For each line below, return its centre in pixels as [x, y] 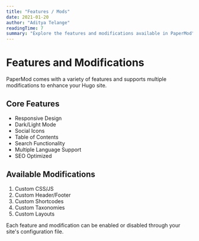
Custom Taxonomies [40, 207]
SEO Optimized [33, 156]
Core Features [33, 104]
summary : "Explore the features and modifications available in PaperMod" [100, 34]
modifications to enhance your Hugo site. [57, 86]
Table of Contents [36, 137]
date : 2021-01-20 [28, 17]
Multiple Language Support [48, 149]
